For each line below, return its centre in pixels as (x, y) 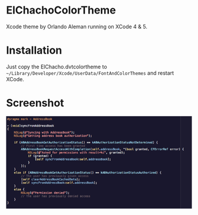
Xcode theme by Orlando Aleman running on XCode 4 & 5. (77, 27)
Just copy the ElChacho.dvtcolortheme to (57, 67)
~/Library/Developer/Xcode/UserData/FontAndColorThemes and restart (90, 73)
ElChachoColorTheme (61, 10)
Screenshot (35, 103)
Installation (34, 50)
